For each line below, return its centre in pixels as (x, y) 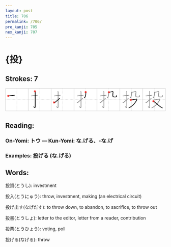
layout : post (19, 11)
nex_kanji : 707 (21, 32)
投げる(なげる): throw (27, 240)
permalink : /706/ (24, 21)
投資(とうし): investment (31, 185)
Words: (17, 172)
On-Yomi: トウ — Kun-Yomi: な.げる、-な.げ (59, 141)
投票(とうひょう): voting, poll (35, 229)
